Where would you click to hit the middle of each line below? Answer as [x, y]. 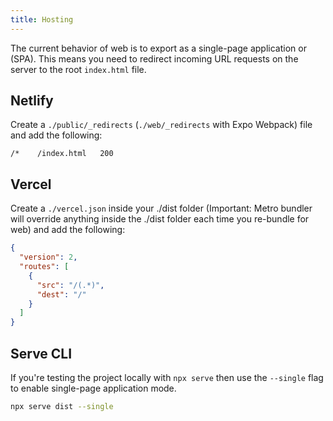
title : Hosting [42, 19]
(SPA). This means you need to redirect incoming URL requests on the [154, 58]
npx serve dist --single [62, 406]
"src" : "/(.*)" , [70, 285]
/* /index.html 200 [62, 154]
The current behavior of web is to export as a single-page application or [158, 48]
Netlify [32, 101]
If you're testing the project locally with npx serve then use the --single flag [167, 377]
